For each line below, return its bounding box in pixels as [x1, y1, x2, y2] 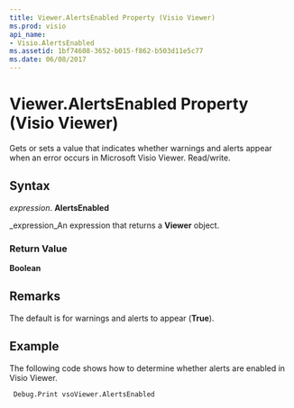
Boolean [9, 263, 41, 274]
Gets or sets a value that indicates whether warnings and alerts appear [9, 142, 272, 153]
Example [9, 339, 60, 354]
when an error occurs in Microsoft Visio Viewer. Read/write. [9, 152, 232, 163]
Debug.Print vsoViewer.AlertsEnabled [13, 389, 155, 399]
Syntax [9, 178, 51, 194]
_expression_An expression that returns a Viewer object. [9, 220, 220, 231]
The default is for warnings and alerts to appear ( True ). [9, 313, 215, 323]
